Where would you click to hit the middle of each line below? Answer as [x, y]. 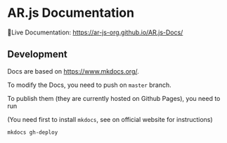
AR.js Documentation [71, 13]
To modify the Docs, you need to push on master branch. [90, 85]
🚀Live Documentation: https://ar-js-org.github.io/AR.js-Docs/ [95, 32]
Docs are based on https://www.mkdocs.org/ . [73, 71]
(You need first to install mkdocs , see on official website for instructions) [110, 119]
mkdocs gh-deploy [33, 132]
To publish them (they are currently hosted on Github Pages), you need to [114, 98]
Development [38, 54]
